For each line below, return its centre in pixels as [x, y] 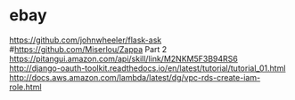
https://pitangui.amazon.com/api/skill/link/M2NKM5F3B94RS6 [123, 58]
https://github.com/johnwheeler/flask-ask [86, 40]
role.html [25, 87]
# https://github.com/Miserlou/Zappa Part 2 [88, 49]
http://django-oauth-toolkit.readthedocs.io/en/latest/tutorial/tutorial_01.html [147, 68]
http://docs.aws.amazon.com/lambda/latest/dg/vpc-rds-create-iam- [135, 77]
